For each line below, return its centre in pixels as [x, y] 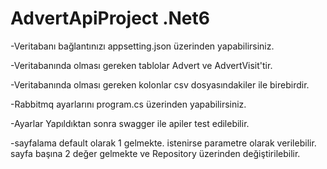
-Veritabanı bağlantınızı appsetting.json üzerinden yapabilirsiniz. [142, 46]
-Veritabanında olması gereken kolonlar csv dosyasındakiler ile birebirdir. [160, 84]
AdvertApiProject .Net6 [110, 18]
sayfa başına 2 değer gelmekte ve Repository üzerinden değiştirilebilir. [155, 153]
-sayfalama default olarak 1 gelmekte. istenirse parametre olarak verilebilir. [163, 143]
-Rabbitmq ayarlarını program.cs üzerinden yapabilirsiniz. [128, 104]
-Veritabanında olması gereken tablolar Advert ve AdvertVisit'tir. [141, 65]
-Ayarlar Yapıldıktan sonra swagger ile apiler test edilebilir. [130, 123]
